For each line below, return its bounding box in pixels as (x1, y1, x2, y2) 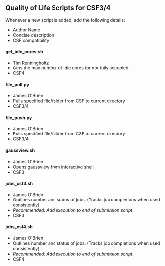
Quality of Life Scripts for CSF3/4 (5, 4, 110, 12)
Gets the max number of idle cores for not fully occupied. (12, 65, 130, 71)
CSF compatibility (12, 37, 49, 43)
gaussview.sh (5, 147, 35, 153)
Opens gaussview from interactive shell (12, 164, 94, 170)
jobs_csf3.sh (5, 181, 33, 187)
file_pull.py (5, 81, 29, 87)
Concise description (12, 32, 54, 38)
